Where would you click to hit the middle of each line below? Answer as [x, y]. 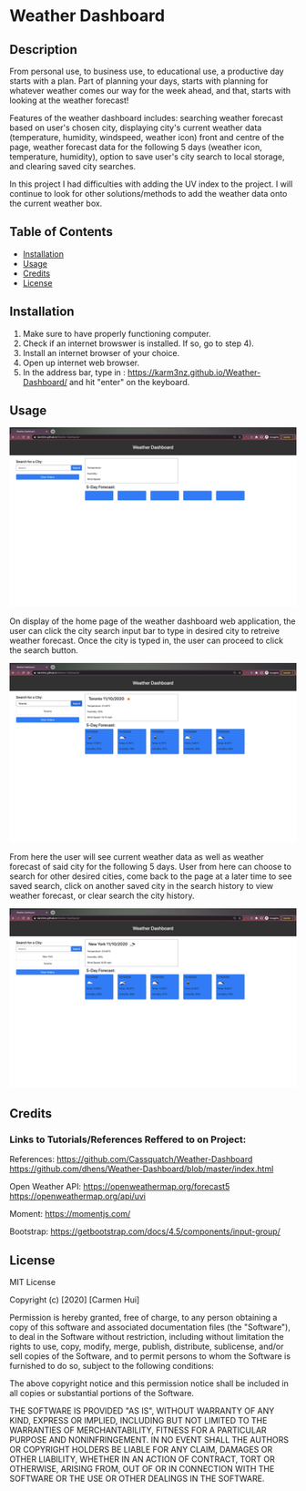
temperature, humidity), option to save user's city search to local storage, [147, 157]
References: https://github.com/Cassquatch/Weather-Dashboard [131, 1159]
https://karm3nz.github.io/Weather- [194, 372]
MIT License [33, 1282]
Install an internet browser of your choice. [101, 352]
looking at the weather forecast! [69, 100]
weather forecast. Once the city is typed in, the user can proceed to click [147, 641]
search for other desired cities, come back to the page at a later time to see [151, 876]
